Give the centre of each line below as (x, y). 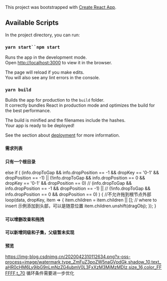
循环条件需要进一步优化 (50, 273)
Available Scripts (32, 23)
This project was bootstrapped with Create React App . (61, 7)
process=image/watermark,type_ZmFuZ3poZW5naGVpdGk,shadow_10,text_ (83, 262)
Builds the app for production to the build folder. (55, 100)
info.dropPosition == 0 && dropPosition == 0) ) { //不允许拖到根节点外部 (78, 194)
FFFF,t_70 (15, 273)
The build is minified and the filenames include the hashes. (65, 120)
